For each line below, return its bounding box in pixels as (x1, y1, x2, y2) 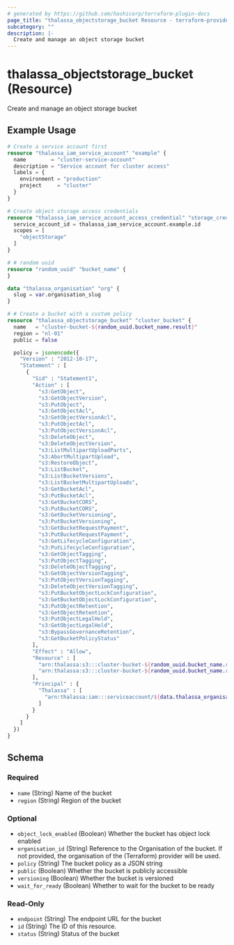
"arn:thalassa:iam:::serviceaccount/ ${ (44, 693, 160, 700)
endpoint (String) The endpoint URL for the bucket (17, 915, 162, 923)
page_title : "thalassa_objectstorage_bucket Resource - (7, 17, 173, 24)
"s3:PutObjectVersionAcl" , (38, 427, 117, 434)
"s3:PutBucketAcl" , (38, 492, 95, 499)
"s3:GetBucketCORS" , (38, 498, 98, 505)
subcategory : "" (7, 23, 54, 30)
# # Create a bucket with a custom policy (7, 310, 132, 318)
